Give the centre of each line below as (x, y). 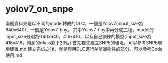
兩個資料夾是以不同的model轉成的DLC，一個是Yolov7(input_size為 (74, 23)
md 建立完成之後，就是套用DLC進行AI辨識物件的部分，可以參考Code (91, 49)
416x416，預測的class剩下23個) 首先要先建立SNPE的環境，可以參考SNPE (81, 42)
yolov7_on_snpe (39, 9)
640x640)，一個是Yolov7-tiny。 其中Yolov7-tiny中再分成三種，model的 (80, 30)
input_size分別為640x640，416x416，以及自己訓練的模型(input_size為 (78, 36)
